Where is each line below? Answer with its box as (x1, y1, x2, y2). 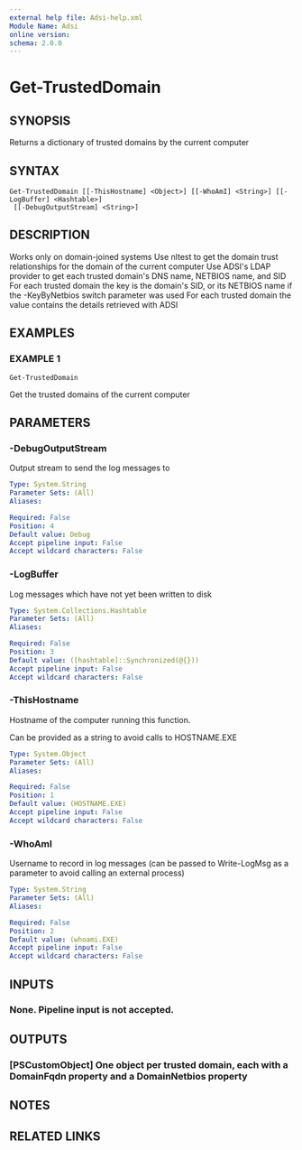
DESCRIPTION (9, 227, 90, 243)
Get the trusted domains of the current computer (9, 389, 191, 400)
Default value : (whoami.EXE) (9, 935, 119, 944)
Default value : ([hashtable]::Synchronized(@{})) (9, 655, 200, 664)
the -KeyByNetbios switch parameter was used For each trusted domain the (9, 290, 292, 301)
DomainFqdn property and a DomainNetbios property (9, 1070, 248, 1082)
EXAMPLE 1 (9, 353, 61, 366)
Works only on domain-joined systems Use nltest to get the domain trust (9, 251, 279, 262)
